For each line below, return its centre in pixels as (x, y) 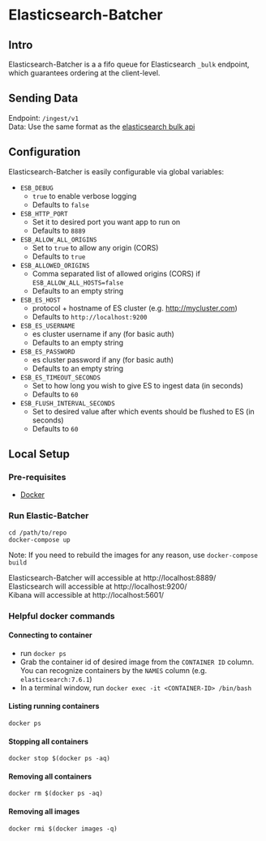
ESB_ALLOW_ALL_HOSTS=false (78, 283)
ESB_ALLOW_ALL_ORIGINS (58, 240)
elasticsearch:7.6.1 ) (56, 679)
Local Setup (39, 455)
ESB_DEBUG (37, 188)
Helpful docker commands (62, 616)
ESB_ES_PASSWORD (47, 352)
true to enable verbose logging (84, 195)
